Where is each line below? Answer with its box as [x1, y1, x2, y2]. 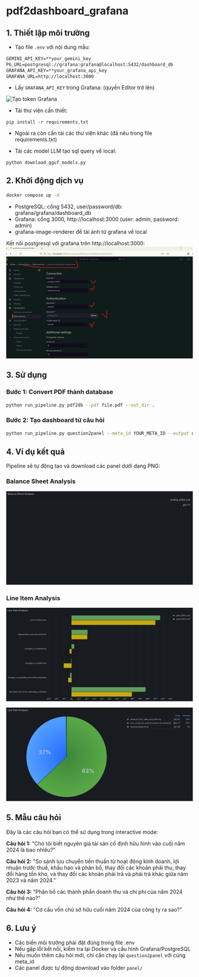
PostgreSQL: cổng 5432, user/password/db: [14, 203, 123, 210]
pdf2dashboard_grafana [6, 4, 129, 18]
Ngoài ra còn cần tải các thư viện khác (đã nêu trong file [14, 129, 153, 137]
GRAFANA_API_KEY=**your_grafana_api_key [6, 68, 108, 74]
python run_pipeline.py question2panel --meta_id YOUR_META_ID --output [6, 430, 190, 436]
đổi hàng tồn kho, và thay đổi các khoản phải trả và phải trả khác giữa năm [6, 870, 188, 877]
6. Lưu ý [6, 923, 37, 933]
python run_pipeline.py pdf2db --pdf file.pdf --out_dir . [6, 402, 155, 408]
